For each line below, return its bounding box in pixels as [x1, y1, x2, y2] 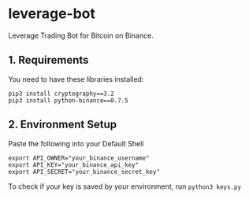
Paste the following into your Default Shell [8, 138, 144, 148]
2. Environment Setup [8, 118, 117, 131]
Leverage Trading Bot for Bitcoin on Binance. [8, 31, 154, 40]
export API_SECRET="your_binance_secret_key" [8, 168, 160, 175]
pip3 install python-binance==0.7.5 [8, 96, 128, 105]
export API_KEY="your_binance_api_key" [8, 160, 139, 169]
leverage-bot [8, 5, 96, 23]
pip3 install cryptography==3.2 [8, 90, 114, 98]
